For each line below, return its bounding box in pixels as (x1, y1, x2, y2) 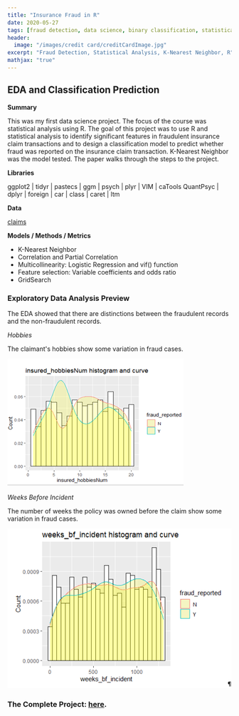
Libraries (7, 168, 34, 177)
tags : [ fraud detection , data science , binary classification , (7, 26, 199, 34)
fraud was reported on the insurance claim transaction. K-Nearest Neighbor (7, 147, 229, 155)
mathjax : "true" (7, 57, 55, 64)
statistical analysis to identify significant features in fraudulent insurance (7, 132, 221, 140)
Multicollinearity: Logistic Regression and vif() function (17, 260, 179, 269)
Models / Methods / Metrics (7, 231, 91, 240)
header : (7, 34, 31, 41)
